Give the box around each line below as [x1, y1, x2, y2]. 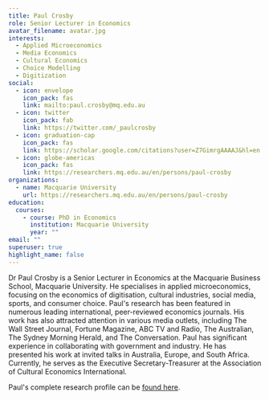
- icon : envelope [15, 86, 74, 95]
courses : [15, 206, 45, 214]
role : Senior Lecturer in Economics [8, 19, 131, 27]
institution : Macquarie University [29, 221, 149, 229]
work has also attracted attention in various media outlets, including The [8, 315, 247, 325]
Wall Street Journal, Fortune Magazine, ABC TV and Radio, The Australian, [8, 324, 255, 333]
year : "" [29, 228, 59, 237]
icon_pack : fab [22, 116, 74, 124]
